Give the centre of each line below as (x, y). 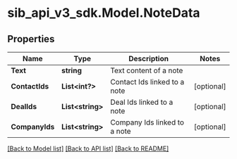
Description (149, 59)
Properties (31, 39)
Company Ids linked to (147, 122)
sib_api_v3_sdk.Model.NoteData (104, 13)
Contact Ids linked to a (147, 82)
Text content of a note (147, 70)
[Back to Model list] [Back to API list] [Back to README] (88, 148)
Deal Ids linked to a (142, 102)
